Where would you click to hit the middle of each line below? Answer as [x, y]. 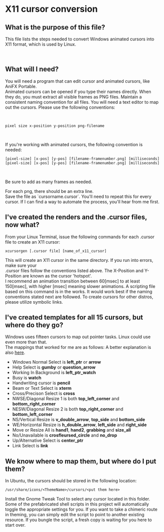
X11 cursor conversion [51, 9]
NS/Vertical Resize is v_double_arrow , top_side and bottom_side [79, 420]
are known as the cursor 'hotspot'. [57, 276]
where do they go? [34, 325]
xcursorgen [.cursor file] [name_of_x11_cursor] [56, 251]
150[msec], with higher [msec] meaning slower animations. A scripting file [80, 286]
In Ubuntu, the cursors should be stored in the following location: [71, 481]
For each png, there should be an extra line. [49, 191]
